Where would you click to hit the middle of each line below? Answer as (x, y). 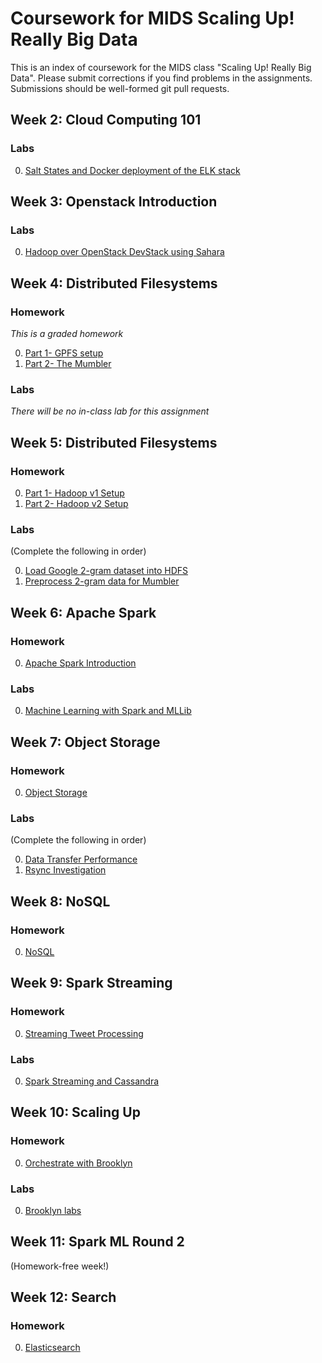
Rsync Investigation (65, 870)
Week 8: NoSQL (60, 901)
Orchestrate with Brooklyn (78, 1163)
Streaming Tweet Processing (84, 1033)
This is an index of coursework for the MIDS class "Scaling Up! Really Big (161, 67)
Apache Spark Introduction (80, 663)
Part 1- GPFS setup (64, 353)
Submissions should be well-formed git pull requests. (120, 88)
